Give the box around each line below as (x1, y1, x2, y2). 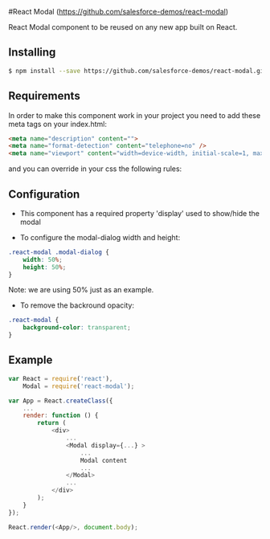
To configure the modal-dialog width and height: (19, 232, 181, 242)
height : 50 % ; (22, 263, 67, 272)
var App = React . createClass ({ (8, 397, 113, 405)
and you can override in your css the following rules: (8, 164, 182, 174)
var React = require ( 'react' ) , (8, 374, 113, 382)
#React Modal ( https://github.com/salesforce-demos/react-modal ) (8, 7, 229, 16)
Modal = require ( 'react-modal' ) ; (22, 382, 135, 390)
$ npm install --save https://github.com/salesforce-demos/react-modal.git (8, 67, 268, 75)
